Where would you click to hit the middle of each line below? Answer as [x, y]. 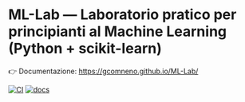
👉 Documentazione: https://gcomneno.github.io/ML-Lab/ [103, 71]
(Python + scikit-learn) [85, 49]
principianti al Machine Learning [118, 31]
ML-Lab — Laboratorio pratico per [122, 15]
